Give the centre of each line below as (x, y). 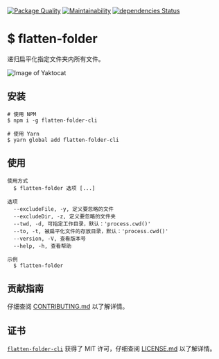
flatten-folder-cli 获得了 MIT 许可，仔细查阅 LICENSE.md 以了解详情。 (112, 349)
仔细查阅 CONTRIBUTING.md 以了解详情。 (68, 307)
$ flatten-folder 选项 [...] (54, 188)
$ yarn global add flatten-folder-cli (63, 140)
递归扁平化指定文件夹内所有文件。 (56, 58)
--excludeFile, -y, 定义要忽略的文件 (64, 209)
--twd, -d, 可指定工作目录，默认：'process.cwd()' (82, 224)
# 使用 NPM (22, 114)
